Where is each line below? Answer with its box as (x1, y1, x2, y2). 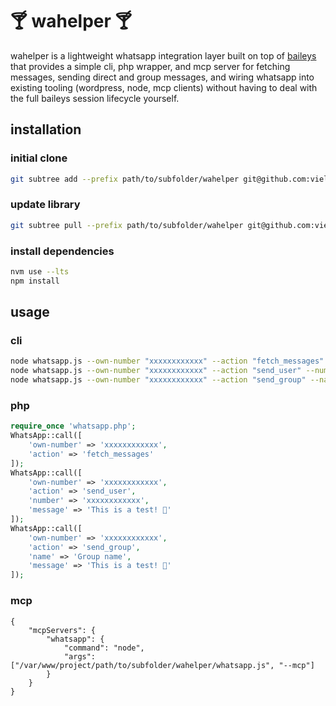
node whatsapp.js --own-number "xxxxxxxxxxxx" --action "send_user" (10, 366, 302, 376)
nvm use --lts (10, 266, 70, 277)
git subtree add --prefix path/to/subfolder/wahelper (10, 174, 240, 184)
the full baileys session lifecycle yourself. (10, 92, 180, 104)
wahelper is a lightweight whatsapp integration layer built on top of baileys (10, 49, 317, 62)
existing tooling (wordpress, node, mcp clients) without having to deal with (10, 81, 318, 93)
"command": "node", (63, 643, 145, 653)
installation (10, 121, 82, 138)
